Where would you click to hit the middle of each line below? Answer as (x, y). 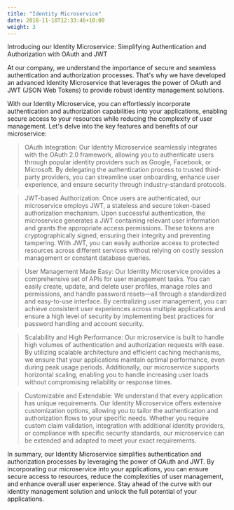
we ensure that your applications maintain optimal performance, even (125, 360)
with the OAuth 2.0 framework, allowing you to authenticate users (119, 155)
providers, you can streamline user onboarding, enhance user (131, 177)
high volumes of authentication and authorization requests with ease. (124, 345)
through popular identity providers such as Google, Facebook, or (118, 162)
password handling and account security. (84, 324)
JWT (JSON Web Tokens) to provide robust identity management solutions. (116, 90)
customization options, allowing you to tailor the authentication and (121, 411)
